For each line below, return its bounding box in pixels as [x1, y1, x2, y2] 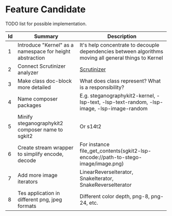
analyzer [17, 69, 38, 76]
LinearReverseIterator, [79, 168, 134, 175]
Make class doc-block [17, 77, 72, 84]
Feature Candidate [5, 4, 86, 15]
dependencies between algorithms [79, 48, 164, 55]
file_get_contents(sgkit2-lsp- [79, 147, 152, 154]
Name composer [17, 95, 58, 102]
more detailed [17, 84, 51, 91]
